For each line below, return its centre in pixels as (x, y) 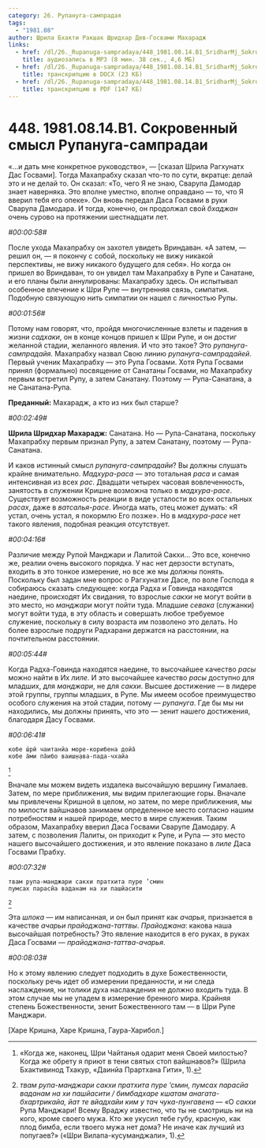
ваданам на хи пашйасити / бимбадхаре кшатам (103, 1093)
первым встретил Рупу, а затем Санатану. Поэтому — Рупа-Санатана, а (130, 379)
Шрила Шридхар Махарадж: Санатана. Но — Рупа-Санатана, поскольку (132, 433)
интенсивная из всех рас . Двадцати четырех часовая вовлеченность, (126, 482)
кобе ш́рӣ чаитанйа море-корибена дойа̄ (72, 750)
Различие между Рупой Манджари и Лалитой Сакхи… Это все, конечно (129, 555)
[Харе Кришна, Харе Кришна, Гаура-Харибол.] (86, 1030)
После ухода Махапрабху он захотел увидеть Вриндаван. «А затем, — (127, 248)
